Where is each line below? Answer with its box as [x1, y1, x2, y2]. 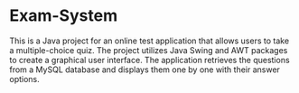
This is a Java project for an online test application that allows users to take [9, 35, 290, 46]
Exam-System [9, 5, 118, 26]
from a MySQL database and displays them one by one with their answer [9, 64, 280, 75]
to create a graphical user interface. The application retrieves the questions [9, 54, 291, 65]
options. [9, 73, 41, 84]
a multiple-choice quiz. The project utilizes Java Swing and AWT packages [9, 44, 288, 55]
